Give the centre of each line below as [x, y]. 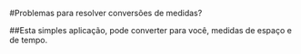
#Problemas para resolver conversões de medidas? [106, 13]
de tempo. [29, 40]
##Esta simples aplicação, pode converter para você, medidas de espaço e [151, 30]
